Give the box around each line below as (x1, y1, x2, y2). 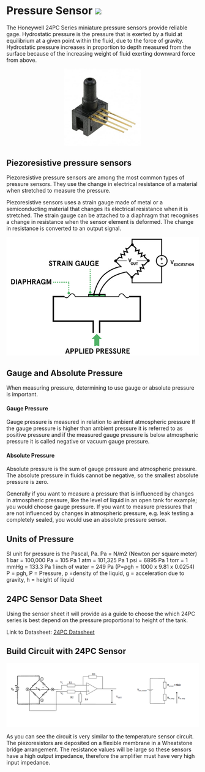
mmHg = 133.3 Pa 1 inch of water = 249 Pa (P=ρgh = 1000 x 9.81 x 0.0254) (6, 563, 195, 571)
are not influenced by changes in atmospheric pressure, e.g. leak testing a (6, 510, 194, 517)
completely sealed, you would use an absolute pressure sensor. (6, 516, 167, 524)
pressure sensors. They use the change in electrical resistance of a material (6, 180, 198, 188)
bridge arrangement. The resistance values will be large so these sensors (6, 746, 192, 753)
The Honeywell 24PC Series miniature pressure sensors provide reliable (6, 24, 188, 31)
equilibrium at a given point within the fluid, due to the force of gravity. (6, 37, 184, 44)
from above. (6, 56, 37, 64)
